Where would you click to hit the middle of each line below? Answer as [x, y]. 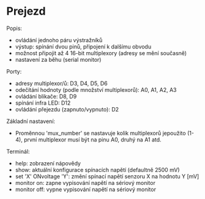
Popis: [14, 28]
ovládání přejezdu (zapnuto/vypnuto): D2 [67, 109]
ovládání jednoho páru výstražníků [59, 40]
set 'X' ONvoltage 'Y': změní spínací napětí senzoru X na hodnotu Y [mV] [107, 176]
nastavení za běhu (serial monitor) [58, 59]
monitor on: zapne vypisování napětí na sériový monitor [85, 182]
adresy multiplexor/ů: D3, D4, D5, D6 [61, 83]
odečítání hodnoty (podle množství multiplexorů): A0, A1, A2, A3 [96, 89]
